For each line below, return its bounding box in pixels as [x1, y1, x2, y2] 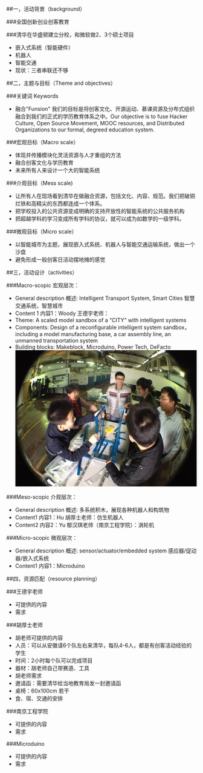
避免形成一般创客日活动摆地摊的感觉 [14, 256, 106, 263]
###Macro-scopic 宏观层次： [6, 282, 80, 289]
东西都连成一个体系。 [52, 200, 106, 207]
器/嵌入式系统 [14, 555, 50, 562]
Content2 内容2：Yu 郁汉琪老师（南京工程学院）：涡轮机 [14, 522, 155, 529]
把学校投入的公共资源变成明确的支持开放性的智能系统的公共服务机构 [14, 208, 185, 214]
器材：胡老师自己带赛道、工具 [14, 665, 89, 672]
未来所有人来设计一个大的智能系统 [14, 167, 100, 174]
